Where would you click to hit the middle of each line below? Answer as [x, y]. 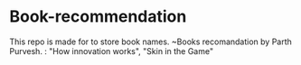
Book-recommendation [98, 17]
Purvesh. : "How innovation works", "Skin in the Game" [112, 51]
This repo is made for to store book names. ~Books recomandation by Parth [150, 42]
